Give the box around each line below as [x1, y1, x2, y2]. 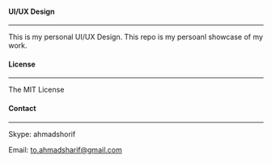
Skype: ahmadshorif [8, 129, 76, 139]
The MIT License [8, 85, 65, 95]
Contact [8, 104, 36, 113]
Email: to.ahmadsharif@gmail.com [8, 144, 123, 154]
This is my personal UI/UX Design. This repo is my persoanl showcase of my [8, 32, 263, 42]
